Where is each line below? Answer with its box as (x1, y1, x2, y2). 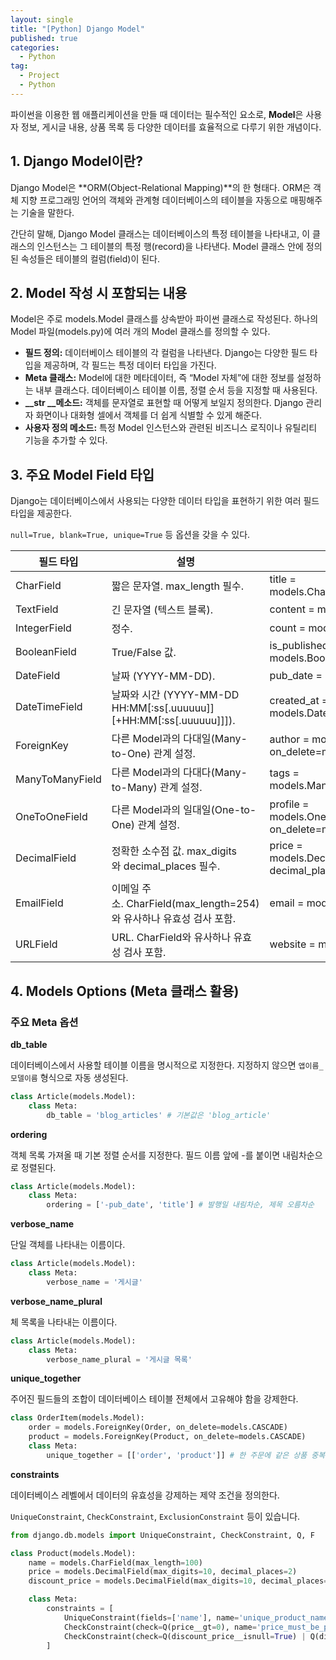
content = (269, 602, 315, 616)
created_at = (269, 694, 329, 708)
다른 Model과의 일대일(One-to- (111, 803, 257, 817)
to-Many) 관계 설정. (111, 781, 203, 795)
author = (269, 732, 310, 746)
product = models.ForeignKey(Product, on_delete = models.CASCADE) (28, 1432, 307, 1442)
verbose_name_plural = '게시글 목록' (46, 1354, 193, 1365)
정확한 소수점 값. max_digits (111, 844, 237, 858)
